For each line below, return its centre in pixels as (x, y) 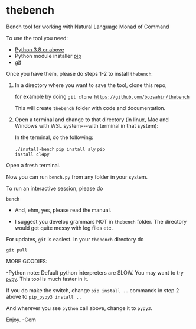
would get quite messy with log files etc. (64, 228)
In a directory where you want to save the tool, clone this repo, (91, 85)
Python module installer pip (48, 56)
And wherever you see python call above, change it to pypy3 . (79, 308)
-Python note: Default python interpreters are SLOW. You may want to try (95, 272)
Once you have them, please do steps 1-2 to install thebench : (80, 73)
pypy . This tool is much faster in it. (47, 279)
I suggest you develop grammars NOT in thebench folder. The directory (101, 221)
